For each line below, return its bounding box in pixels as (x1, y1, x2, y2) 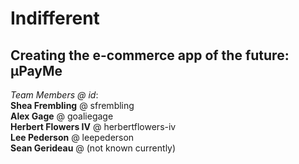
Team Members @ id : (10, 89, 99, 101)
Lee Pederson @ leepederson (10, 132, 135, 143)
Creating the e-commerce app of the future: (10, 47, 290, 64)
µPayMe (10, 62, 63, 79)
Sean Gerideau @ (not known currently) (10, 142, 177, 154)
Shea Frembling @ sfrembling (10, 100, 135, 111)
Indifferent (10, 7, 100, 30)
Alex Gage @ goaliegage (10, 110, 114, 122)
